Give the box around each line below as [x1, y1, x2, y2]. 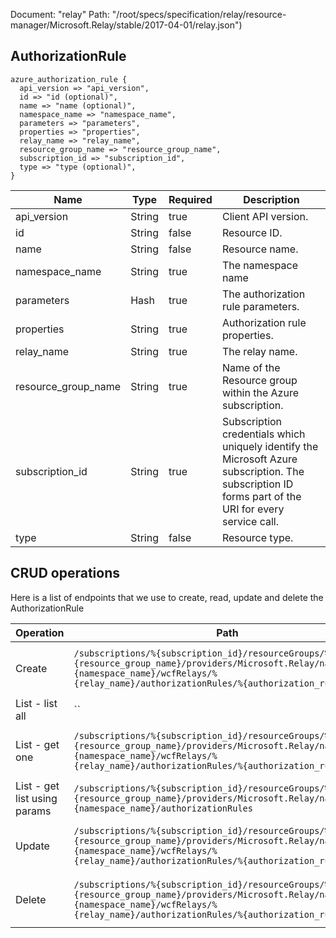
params [15, 804, 52, 818]
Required [168, 192, 213, 206]
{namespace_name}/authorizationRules [73, 802, 253, 814]
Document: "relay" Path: [10, 9, 110, 20]
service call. [221, 514, 279, 528]
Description [243, 192, 300, 206]
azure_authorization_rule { [10, 74, 128, 84]
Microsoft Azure [221, 452, 298, 466]
